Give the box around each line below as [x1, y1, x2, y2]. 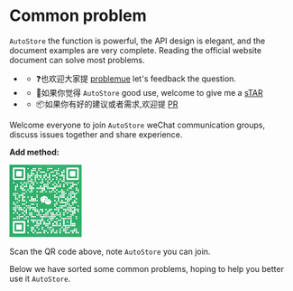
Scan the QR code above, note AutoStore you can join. [9, 246, 211, 257]
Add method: [9, 146, 60, 157]
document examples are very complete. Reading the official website [9, 44, 262, 55]
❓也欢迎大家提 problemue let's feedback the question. [35, 73, 237, 84]
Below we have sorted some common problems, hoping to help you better [9, 263, 284, 274]
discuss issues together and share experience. [9, 128, 183, 140]
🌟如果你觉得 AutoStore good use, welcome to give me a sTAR [35, 87, 263, 98]
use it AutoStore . [9, 273, 71, 284]
